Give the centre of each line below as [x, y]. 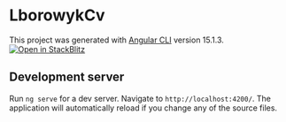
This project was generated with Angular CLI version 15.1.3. [116, 40]
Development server [67, 77]
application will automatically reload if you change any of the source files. [143, 108]
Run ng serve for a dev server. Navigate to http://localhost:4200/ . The [140, 98]
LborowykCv [57, 15]
